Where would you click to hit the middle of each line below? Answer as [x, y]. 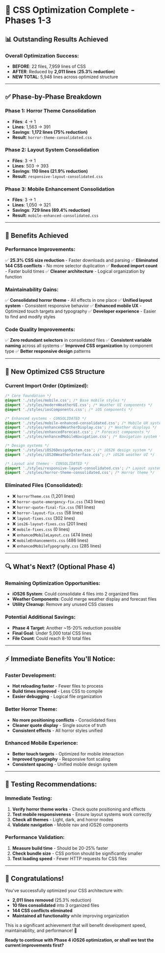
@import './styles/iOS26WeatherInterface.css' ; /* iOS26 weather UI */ [80, 455]
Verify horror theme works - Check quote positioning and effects [79, 809]
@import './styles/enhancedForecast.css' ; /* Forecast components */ [78, 432]
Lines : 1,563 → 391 [31, 127]
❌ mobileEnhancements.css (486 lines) [50, 540]
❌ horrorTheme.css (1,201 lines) [43, 496]
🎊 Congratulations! [34, 879]
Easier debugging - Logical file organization [57, 696]
